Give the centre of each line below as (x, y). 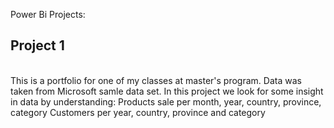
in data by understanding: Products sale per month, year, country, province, (166, 101)
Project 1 (37, 45)
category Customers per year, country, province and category (138, 112)
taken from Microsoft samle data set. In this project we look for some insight (167, 91)
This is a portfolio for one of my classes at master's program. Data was (156, 80)
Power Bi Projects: (48, 14)
